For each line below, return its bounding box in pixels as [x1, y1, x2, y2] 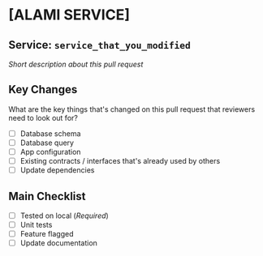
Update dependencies [19, 165, 95, 175]
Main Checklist [8, 189, 86, 203]
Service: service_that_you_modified [8, 38, 191, 52]
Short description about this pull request [8, 59, 144, 69]
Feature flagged [19, 229, 74, 239]
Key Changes [8, 83, 78, 96]
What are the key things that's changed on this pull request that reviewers [8, 104, 256, 114]
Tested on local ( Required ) [19, 211, 110, 220]
